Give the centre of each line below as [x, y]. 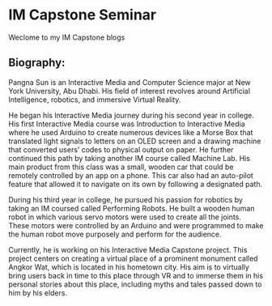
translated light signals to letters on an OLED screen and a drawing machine [135, 141]
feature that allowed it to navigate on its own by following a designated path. [136, 184]
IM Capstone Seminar [83, 15]
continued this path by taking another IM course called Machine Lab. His [130, 158]
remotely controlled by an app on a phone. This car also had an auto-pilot [131, 175]
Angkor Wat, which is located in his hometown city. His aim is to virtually [129, 267]
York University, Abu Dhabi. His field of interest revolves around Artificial [130, 91]
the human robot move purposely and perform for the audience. [115, 234]
